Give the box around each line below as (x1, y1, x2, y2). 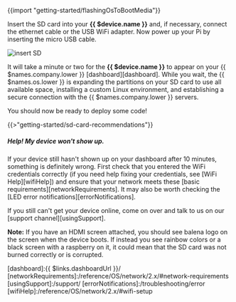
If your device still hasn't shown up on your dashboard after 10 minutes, (7, 155, 217, 163)
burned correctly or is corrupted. (7, 250, 104, 259)
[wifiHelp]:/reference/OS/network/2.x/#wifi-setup (7, 286, 153, 295)
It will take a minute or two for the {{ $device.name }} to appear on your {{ (7, 63, 226, 71)
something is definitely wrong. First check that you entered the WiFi (7, 162, 206, 170)
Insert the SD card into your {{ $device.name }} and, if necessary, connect (7, 20, 227, 28)
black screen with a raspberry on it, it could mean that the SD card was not (7, 242, 227, 251)
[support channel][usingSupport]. (7, 214, 106, 222)
